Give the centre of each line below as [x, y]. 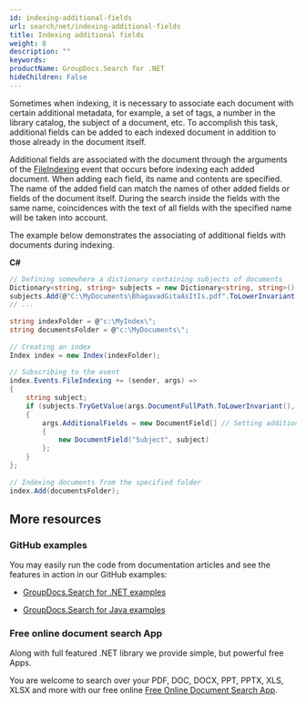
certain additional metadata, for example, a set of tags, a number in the [143, 112]
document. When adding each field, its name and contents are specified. [146, 179]
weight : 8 [28, 43]
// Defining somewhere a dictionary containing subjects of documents [146, 279]
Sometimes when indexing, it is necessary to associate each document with [152, 103]
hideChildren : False [49, 77]
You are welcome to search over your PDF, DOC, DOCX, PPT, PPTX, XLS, [147, 680]
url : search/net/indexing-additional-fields [95, 26]
